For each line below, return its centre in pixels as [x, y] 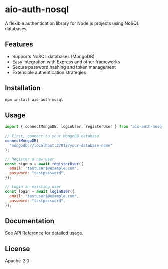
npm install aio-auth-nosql [34, 100]
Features [19, 44]
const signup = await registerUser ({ [44, 164]
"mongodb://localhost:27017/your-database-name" [61, 145]
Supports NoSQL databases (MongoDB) [53, 56]
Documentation [30, 221]
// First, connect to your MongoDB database [52, 136]
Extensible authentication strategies [49, 72]
